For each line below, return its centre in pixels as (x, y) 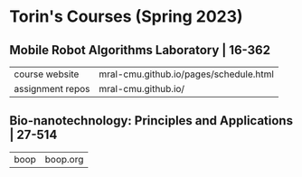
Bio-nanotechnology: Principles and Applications (151, 121)
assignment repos (52, 89)
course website (47, 74)
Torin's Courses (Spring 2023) (126, 17)
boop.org (64, 159)
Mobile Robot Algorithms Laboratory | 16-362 (140, 50)
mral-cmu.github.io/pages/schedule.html (186, 74)
